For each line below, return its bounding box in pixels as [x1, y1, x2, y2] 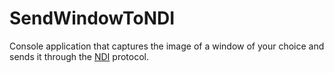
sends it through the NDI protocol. [9, 50, 149, 62]
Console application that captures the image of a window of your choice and [9, 40, 325, 52]
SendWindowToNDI [9, 7, 176, 30]
